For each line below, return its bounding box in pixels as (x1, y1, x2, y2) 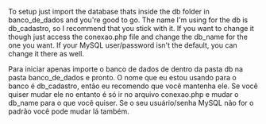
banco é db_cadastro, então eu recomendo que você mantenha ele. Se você (8, 81, 258, 91)
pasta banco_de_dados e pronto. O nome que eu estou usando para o (8, 73, 237, 82)
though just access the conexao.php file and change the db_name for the (8, 32, 249, 41)
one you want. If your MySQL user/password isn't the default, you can (8, 41, 237, 50)
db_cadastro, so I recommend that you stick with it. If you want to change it (8, 24, 254, 33)
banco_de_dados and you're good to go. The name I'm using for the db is (8, 15, 249, 25)
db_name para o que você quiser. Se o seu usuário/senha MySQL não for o (8, 99, 254, 107)
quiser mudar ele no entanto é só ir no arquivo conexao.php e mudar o (8, 90, 240, 99)
